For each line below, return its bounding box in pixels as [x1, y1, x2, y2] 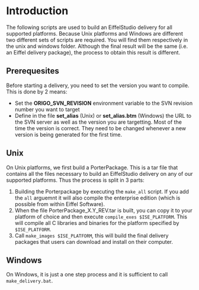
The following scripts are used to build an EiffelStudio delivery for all [6, 24, 173, 31]
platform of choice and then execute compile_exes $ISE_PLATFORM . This [14, 213, 188, 220]
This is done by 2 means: [6, 88, 68, 95]
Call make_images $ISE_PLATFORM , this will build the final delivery [14, 232, 169, 239]
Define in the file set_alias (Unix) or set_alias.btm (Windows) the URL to [14, 112, 191, 119]
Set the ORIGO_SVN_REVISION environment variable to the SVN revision [14, 99, 193, 107]
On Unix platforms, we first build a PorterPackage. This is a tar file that [6, 164, 178, 171]
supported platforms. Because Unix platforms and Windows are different [6, 30, 184, 37]
